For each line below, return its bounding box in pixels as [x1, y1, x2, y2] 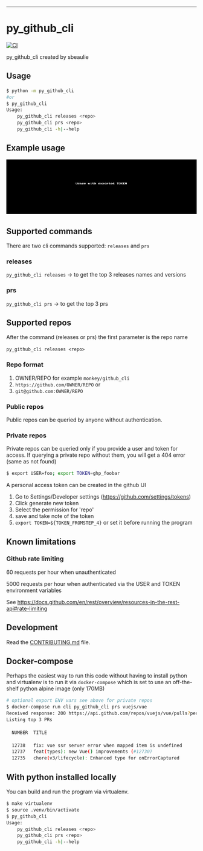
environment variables [6, 587, 62, 594]
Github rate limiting [6, 554, 64, 563]
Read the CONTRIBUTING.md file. [6, 638, 91, 646]
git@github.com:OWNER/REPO [14, 388, 83, 394]
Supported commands [6, 226, 92, 237]
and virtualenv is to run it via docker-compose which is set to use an [6, 679, 172, 686]
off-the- [172, 679, 193, 686]
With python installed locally [6, 772, 117, 782]
